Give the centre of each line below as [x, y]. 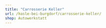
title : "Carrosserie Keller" [35, 9]
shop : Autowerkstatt [26, 18]
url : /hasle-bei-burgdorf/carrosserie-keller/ [53, 14]
